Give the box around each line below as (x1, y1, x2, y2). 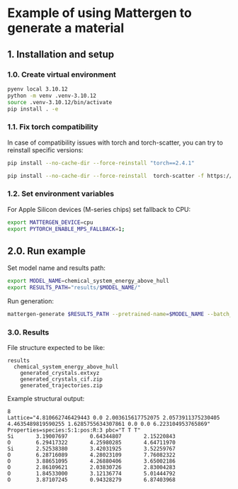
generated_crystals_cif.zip (20, 376, 103, 383)
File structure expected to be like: (7, 344, 105, 352)
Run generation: (7, 297, 55, 305)
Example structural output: (7, 395, 85, 403)
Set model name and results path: (7, 264, 106, 272)
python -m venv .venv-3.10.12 (7, 92, 97, 99)
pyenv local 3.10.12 (7, 85, 69, 93)
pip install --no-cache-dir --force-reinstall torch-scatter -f (7, 172, 204, 179)
